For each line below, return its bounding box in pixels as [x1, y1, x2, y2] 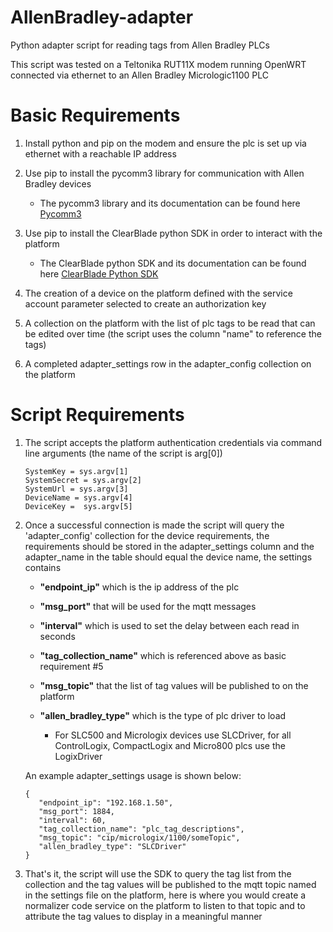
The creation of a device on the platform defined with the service [24, 287, 293, 299]
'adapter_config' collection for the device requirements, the [24, 529, 270, 541]
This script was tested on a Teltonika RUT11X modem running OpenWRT [10, 58, 307, 70]
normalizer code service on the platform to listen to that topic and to [24, 899, 306, 911]
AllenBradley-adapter [10, 6, 194, 29]
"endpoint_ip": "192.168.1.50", [38, 797, 174, 808]
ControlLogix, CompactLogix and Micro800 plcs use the [54, 739, 286, 751]
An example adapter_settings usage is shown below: [24, 769, 242, 781]
